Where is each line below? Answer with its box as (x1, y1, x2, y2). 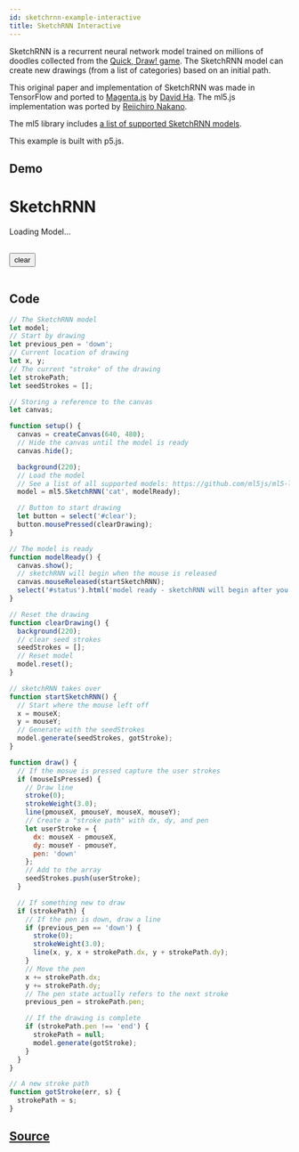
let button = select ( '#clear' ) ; (17, 512, 138, 521)
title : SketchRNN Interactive (9, 21, 122, 30)
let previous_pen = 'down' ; (9, 340, 114, 349)
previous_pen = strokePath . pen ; (25, 998, 145, 1007)
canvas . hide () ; (17, 446, 74, 455)
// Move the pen (25, 964, 86, 973)
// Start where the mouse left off (17, 701, 149, 710)
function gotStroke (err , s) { (9, 1088, 122, 1097)
